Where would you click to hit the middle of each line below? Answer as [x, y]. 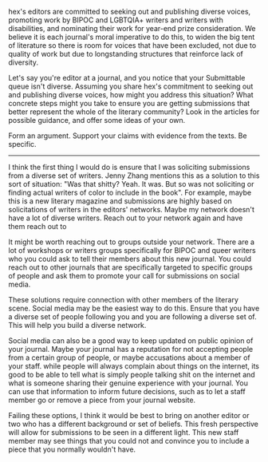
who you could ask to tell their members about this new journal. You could [130, 259]
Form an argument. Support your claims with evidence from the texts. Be [128, 136]
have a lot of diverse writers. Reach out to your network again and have [126, 218]
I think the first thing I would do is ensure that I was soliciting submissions [129, 167]
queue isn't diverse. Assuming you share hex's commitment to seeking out [131, 86]
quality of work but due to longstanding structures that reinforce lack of [126, 54]
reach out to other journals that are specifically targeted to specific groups [130, 267]
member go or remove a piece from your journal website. [102, 400]
